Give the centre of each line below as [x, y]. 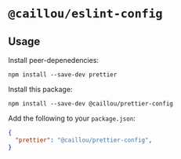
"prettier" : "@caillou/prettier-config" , [84, 140]
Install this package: [40, 89]
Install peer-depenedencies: [54, 60]
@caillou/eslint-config [85, 14]
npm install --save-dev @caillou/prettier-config [91, 104]
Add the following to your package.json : [72, 118]
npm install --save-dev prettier [63, 75]
